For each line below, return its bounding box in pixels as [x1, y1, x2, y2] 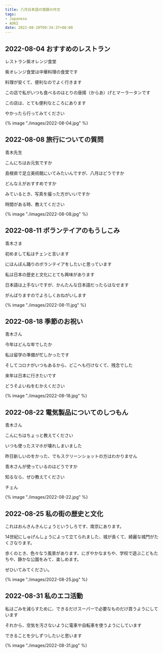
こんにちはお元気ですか [5, 160, 52, 166]
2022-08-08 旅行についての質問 [5, 135, 104, 144]
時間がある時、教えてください [5, 201, 65, 207]
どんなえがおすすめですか [5, 180, 57, 186]
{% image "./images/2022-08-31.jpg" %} [5, 642, 87, 648]
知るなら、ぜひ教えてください [5, 474, 65, 480]
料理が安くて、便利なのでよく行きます [5, 79, 82, 85]
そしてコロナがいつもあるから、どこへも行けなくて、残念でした [5, 362, 133, 368]
